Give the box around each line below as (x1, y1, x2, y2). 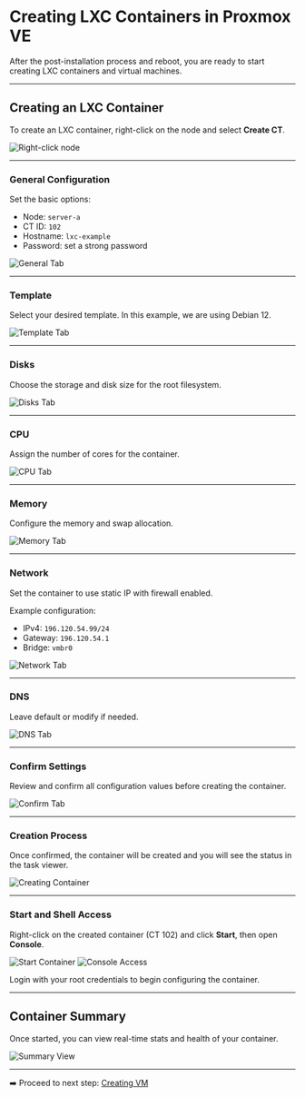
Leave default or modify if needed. (9, 711, 139, 722)
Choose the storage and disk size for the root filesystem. (9, 379, 222, 390)
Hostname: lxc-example (22, 231, 111, 242)
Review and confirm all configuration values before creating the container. (9, 781, 287, 792)
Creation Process (9, 829, 88, 842)
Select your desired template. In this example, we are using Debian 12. (9, 310, 272, 321)
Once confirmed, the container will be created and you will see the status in (9, 850, 292, 861)
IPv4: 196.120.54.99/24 (22, 622, 110, 633)
